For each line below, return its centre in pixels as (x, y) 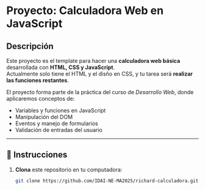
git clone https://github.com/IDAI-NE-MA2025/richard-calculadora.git (107, 181)
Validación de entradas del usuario (59, 130)
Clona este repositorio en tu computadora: (69, 169)
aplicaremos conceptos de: (41, 99)
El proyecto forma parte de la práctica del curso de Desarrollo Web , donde (100, 92)
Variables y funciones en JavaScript (60, 110)
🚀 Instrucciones (37, 155)
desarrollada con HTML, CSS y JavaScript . (61, 67)
